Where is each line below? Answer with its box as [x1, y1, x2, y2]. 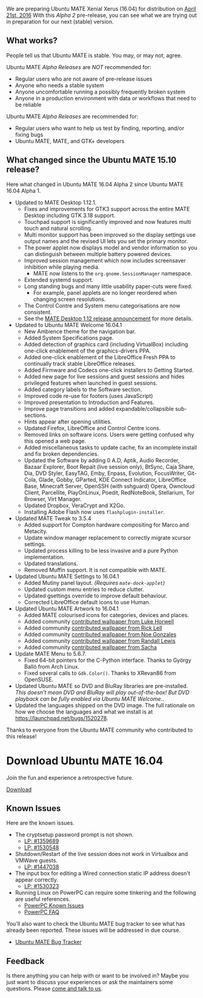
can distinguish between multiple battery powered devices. [24, 250, 172, 257]
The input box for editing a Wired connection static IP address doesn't [15, 870, 191, 877]
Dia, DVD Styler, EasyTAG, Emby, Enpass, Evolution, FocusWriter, [24, 470, 186, 477]
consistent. [24, 308, 52, 315]
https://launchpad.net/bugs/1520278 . [15, 714, 108, 721]
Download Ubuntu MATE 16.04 [6, 754, 164, 767]
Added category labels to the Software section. [24, 385, 142, 393]
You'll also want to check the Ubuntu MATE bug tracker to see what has [6, 920, 185, 928]
